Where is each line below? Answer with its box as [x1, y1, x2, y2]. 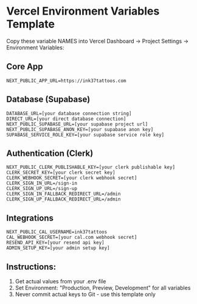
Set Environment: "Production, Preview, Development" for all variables [15, 285, 191, 291]
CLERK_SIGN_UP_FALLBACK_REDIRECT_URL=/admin [6, 196, 121, 202]
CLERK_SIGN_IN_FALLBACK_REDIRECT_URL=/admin [6, 191, 121, 197]
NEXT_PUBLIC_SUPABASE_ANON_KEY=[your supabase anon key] [6, 126, 154, 132]
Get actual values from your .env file [15, 278, 106, 285]
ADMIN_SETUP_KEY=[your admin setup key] [6, 245, 111, 251]
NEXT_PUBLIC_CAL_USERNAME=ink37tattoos [6, 229, 108, 235]
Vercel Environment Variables [6, 4, 160, 18]
